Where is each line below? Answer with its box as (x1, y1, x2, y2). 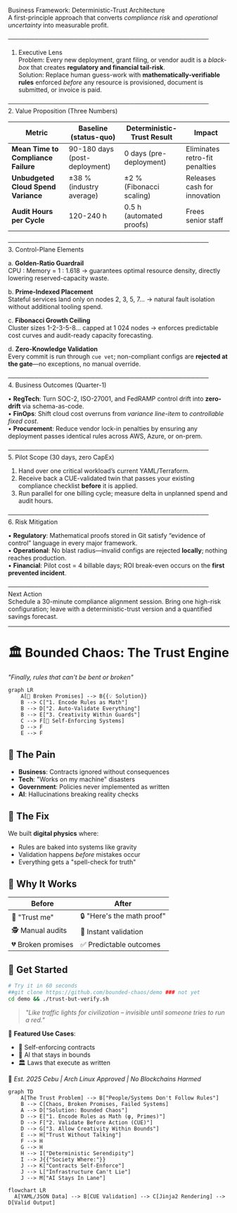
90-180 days (68, 144, 115, 153)
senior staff (186, 215, 224, 225)
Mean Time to (11, 144, 59, 153)
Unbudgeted (11, 173, 55, 182)
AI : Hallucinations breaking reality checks (18, 790, 139, 798)
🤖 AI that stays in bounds (18, 1050, 91, 1059)
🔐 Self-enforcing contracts (18, 1043, 96, 1051)
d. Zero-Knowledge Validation (8, 345, 98, 353)
